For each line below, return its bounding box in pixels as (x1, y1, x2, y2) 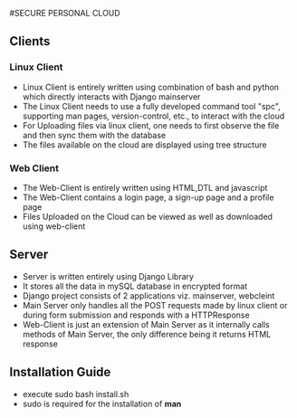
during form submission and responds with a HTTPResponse (22, 309, 251, 320)
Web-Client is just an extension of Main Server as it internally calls (22, 318, 270, 329)
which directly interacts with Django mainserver (22, 90, 201, 102)
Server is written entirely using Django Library (22, 271, 195, 281)
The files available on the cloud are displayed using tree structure (22, 139, 267, 150)
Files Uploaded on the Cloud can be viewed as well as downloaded (22, 211, 273, 222)
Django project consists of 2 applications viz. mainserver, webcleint (22, 290, 275, 301)
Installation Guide (9, 365, 111, 380)
